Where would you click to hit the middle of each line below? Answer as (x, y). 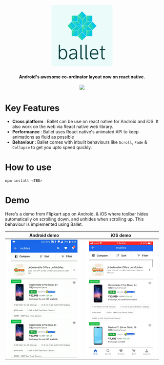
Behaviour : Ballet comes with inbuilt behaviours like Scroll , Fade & (80, 142)
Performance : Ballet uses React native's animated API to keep (75, 132)
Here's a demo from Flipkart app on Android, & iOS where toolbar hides (77, 214)
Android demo (44, 235)
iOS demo (121, 235)
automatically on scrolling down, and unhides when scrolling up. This (74, 219)
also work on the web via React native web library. (63, 127)
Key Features (32, 108)
